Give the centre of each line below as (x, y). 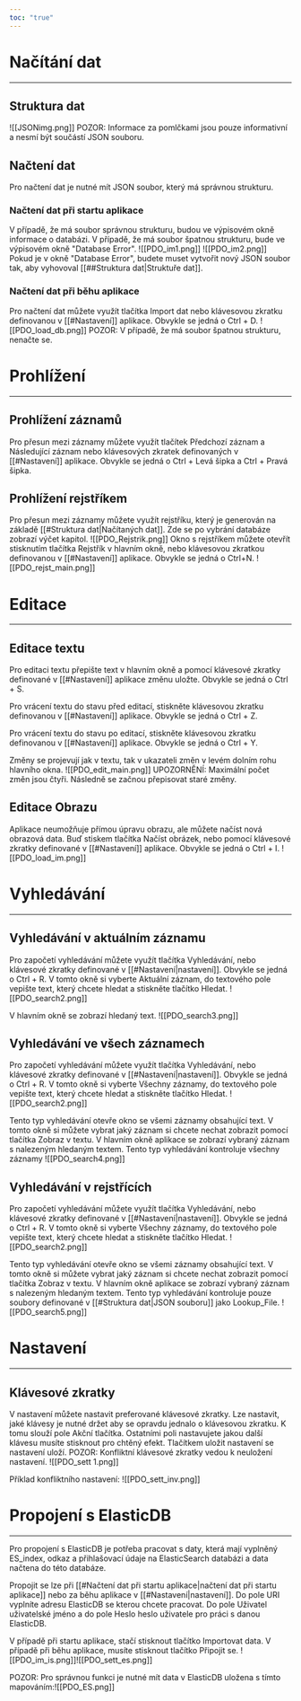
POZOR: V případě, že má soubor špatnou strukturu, (185, 330)
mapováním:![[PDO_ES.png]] (62, 1687)
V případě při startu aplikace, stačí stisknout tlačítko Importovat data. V (140, 1641)
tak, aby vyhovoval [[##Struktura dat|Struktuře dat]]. (106, 268)
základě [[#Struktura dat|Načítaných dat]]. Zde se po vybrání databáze (140, 530)
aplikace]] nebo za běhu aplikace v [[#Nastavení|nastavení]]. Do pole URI (145, 1594)
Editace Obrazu (53, 808)
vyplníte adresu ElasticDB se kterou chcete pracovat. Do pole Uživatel (138, 1604)
